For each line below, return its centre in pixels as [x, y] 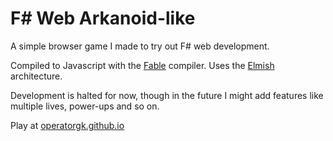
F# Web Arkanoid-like [103, 18]
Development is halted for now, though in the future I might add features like [167, 95]
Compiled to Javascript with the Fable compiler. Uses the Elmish [142, 65]
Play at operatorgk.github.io [67, 125]
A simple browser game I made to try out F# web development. [140, 46]
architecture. [36, 76]
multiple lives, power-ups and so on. [85, 106]
